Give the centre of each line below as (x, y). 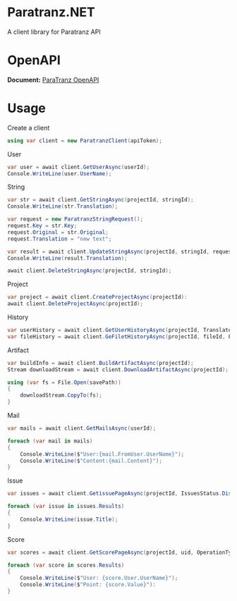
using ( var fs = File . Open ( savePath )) (64, 382)
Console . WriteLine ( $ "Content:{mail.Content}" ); (91, 461)
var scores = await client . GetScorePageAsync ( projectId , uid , (101, 552)
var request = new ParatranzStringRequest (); (75, 219)
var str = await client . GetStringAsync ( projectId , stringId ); (101, 200)
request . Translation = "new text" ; (60, 239)
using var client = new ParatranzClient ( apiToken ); (85, 141)
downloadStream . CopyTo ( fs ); (61, 395)
